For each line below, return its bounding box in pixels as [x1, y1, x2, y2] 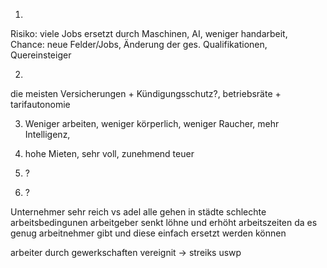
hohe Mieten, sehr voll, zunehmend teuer [24, 148, 195, 159]
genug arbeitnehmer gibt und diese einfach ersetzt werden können [10, 227, 287, 239]
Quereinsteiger [10, 49, 72, 61]
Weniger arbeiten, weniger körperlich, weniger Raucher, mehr [24, 118, 280, 129]
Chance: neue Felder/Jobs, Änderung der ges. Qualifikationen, [10, 39, 268, 50]
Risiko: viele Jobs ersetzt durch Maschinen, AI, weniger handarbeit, [10, 28, 288, 39]
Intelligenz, [24, 129, 71, 140]
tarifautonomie [10, 99, 71, 110]
